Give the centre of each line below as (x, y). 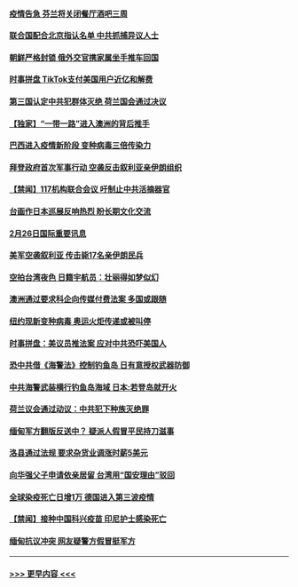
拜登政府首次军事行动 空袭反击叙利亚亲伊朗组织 (96, 167)
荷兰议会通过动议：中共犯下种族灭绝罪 (79, 409)
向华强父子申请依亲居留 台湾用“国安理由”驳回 (92, 475)
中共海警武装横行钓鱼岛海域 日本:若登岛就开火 (93, 387)
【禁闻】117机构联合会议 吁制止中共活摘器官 (90, 189)
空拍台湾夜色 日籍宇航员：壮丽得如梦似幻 (84, 277)
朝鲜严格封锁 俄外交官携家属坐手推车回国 (84, 57)
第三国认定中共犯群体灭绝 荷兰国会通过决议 (88, 101)
